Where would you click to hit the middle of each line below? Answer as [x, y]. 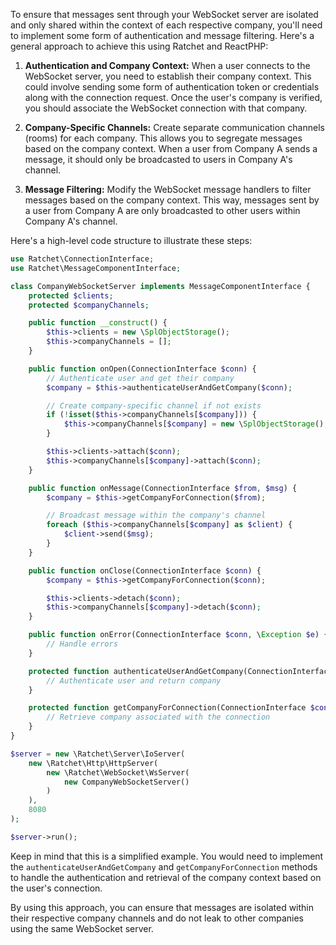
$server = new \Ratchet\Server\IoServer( [98, 754]
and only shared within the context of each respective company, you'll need [166, 25]
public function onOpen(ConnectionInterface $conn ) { [142, 369]
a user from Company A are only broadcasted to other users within [162, 210]
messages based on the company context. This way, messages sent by [172, 200]
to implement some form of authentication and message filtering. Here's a [162, 35]
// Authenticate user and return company [134, 680]
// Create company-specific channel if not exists [154, 405]
